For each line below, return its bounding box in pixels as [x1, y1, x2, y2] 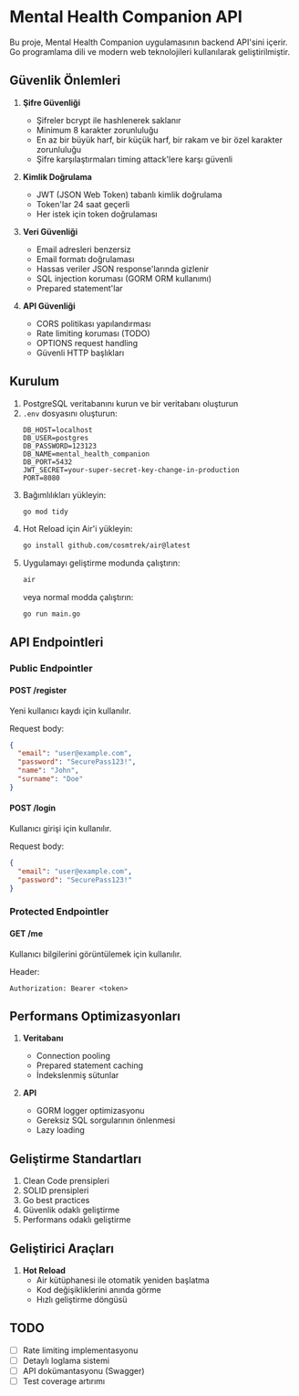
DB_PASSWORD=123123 [22, 441, 98, 450]
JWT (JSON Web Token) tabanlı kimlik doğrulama [36, 189, 222, 200]
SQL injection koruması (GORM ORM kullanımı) [36, 272, 212, 284]
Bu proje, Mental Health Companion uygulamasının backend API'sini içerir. [9, 37, 288, 48]
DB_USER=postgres [22, 433, 89, 442]
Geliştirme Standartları [9, 1151, 142, 1167]
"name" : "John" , [17, 766, 79, 776]
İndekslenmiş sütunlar [36, 1070, 119, 1081]
